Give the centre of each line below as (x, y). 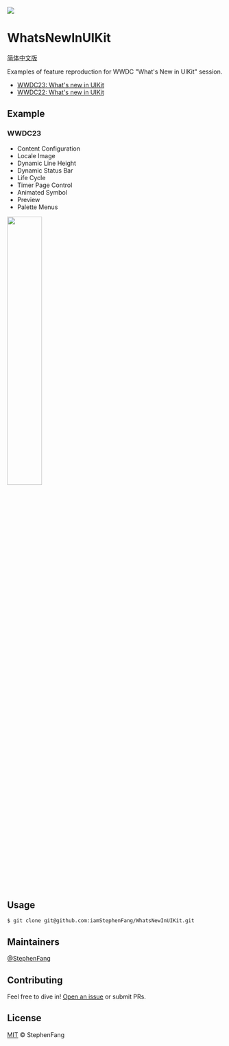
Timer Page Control (45, 185)
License (24, 1018)
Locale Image (36, 155)
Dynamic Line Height (47, 163)
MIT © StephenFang (36, 1034)
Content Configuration (49, 149)
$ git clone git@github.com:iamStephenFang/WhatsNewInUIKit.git (101, 921)
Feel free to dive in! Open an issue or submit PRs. (76, 996)
